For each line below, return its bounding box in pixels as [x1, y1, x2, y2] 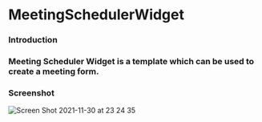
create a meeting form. [8, 66, 99, 77]
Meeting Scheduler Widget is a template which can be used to [8, 56, 255, 67]
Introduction [8, 35, 58, 46]
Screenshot [8, 87, 54, 98]
